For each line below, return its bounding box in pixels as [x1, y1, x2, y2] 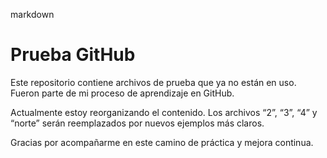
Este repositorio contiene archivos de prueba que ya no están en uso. [10, 76, 297, 88]
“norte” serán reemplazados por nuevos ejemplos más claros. [10, 117, 265, 129]
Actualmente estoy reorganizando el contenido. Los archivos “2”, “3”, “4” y [10, 106, 318, 118]
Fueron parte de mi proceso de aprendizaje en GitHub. [10, 87, 235, 99]
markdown [10, 9, 55, 20]
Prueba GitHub [10, 44, 136, 66]
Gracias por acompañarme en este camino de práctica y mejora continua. [10, 136, 314, 148]
